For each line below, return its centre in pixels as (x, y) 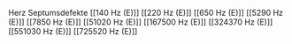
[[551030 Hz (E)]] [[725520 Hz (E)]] (73, 31)
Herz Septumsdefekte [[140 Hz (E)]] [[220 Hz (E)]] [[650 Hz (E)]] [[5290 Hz (146, 13)
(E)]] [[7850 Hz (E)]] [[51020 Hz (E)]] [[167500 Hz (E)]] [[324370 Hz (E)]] (141, 22)
